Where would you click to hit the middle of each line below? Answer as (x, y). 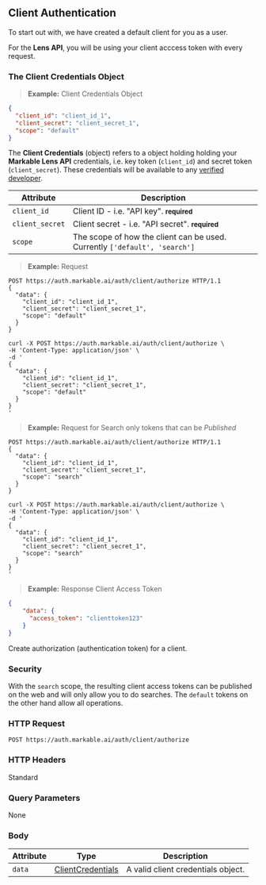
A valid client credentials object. (186, 870)
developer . (26, 179)
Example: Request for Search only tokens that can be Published (132, 428)
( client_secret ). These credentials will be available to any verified (116, 170)
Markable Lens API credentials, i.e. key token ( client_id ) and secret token (130, 161)
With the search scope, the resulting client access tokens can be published (130, 687)
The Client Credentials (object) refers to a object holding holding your (123, 153)
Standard (23, 777)
